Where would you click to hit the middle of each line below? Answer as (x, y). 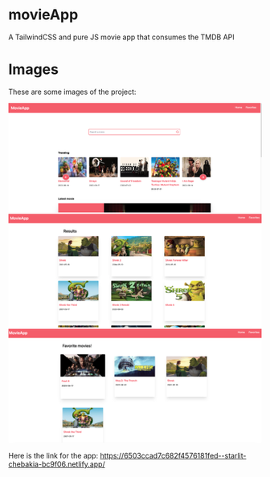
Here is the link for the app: (53, 455)
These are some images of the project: (72, 92)
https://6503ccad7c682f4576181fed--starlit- (173, 455)
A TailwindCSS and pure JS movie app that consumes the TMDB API (121, 37)
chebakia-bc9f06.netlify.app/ (57, 464)
